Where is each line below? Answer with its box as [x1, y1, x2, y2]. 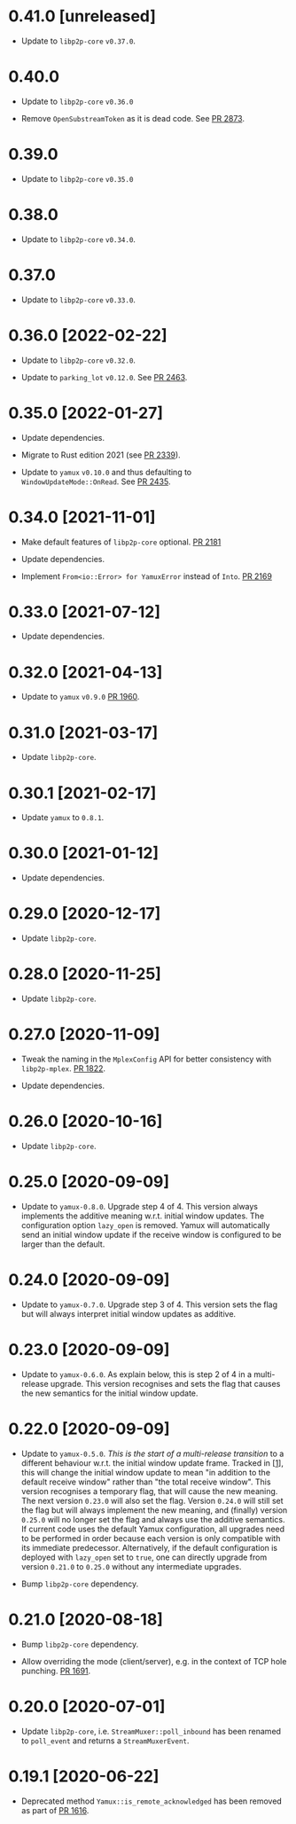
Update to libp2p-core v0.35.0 [20, 173, 134, 184]
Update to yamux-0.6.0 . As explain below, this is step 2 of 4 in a [20, 1368, 253, 1380]
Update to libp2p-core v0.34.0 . [20, 233, 136, 245]
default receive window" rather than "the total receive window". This [20, 1476, 271, 1487]
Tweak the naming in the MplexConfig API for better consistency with [20, 1053, 272, 1064]
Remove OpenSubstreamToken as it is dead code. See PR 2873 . [20, 113, 245, 123]
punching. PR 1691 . [20, 1665, 91, 1676]
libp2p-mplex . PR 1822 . [20, 1063, 106, 1074]
